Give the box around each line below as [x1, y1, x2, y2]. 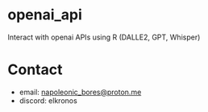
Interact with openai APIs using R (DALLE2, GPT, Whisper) [7, 32, 201, 42]
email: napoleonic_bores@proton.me [19, 87, 142, 97]
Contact [7, 60, 63, 79]
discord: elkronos [19, 95, 77, 106]
